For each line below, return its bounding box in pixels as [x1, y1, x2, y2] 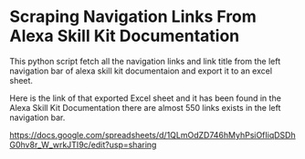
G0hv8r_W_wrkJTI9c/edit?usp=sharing [9, 139, 157, 150]
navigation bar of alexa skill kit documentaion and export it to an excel [9, 65, 272, 76]
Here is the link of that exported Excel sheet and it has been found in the [9, 93, 281, 104]
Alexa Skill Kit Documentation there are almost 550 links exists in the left [9, 102, 281, 113]
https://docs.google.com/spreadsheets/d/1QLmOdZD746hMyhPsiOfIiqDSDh [9, 129, 296, 140]
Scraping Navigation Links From [9, 6, 258, 27]
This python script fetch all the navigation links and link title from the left [9, 55, 281, 66]
